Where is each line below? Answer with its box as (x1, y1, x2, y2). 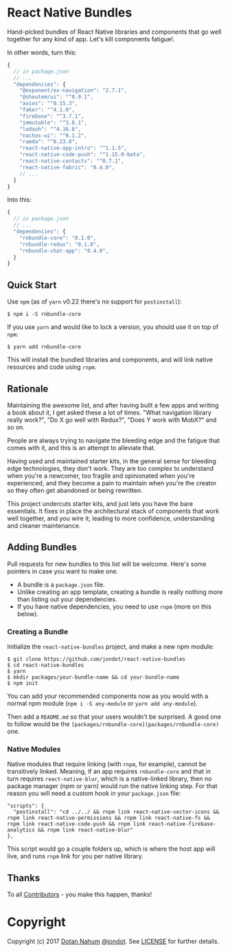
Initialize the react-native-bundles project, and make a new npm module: (7, 642, 214, 651)
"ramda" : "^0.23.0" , (19, 138, 78, 145)
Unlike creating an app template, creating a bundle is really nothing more (16, 587, 223, 596)
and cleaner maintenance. (7, 521, 81, 529)
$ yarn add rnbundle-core (7, 343, 81, 350)
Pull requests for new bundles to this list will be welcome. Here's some (7, 560, 207, 568)
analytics (7, 827, 36, 834)
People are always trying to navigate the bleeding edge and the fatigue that (7, 436, 220, 445)
